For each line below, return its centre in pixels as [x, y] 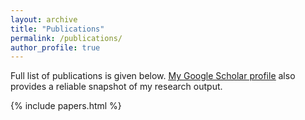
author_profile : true [55, 47]
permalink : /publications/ [66, 38]
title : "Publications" [57, 29]
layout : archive [44, 19]
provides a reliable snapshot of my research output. [116, 87]
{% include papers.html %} [66, 106]
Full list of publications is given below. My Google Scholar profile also [153, 76]
